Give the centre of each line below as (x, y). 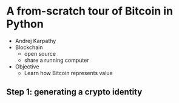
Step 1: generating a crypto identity (74, 92)
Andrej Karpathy (35, 41)
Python (25, 24)
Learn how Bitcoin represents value (69, 73)
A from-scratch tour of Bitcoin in (90, 11)
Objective (27, 66)
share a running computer (56, 60)
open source (40, 53)
